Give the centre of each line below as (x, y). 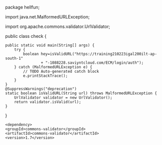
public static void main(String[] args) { (50, 45)
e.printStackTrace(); (46, 76)
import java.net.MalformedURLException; (47, 17)
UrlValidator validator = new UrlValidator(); (63, 98)
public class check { (26, 36)
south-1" (14, 58)
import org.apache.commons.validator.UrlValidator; (58, 26)
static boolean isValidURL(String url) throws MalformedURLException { (81, 93)
